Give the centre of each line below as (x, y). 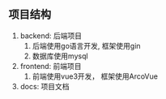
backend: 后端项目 (51, 36)
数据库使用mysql (60, 56)
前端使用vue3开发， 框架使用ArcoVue (95, 76)
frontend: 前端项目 (51, 66)
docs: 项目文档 (45, 86)
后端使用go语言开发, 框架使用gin (86, 45)
